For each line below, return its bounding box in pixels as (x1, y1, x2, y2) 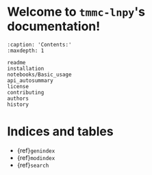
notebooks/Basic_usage (7, 71, 72, 78)
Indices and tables (7, 124, 114, 139)
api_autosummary (7, 77, 53, 84)
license (7, 83, 29, 90)
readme (7, 59, 26, 66)
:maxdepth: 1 (7, 47, 45, 54)
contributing (7, 89, 45, 96)
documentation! (7, 18, 101, 34)
